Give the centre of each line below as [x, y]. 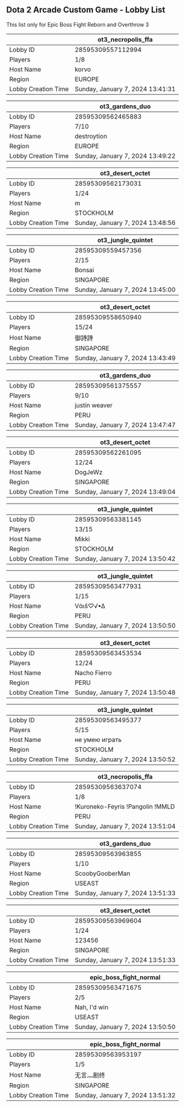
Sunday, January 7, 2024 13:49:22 [125, 155]
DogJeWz [89, 472]
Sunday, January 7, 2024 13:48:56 [125, 222]
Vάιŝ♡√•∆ [90, 606]
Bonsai [84, 270]
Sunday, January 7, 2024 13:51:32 [125, 1095]
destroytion [91, 136]
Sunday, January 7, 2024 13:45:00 [125, 290]
